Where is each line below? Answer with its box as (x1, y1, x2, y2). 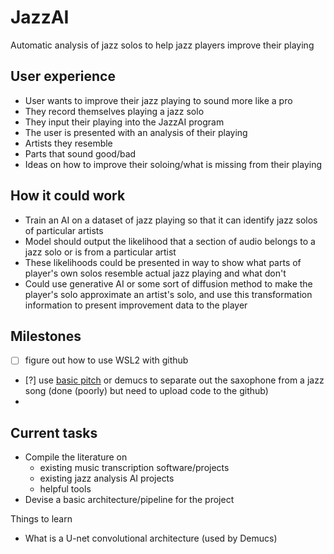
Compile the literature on (24, 451, 128, 463)
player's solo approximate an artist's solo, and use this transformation (24, 288, 313, 300)
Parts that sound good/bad (24, 147, 137, 160)
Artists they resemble (24, 137, 113, 149)
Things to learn (10, 513, 73, 525)
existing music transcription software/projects (39, 462, 230, 474)
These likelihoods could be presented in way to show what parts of (24, 256, 302, 268)
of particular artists (24, 224, 104, 236)
